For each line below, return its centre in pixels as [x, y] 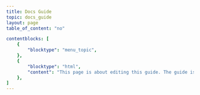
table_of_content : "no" [36, 28]
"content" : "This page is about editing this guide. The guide [107, 72]
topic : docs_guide [29, 17]
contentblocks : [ [28, 39]
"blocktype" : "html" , [54, 66]
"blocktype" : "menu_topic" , [62, 50]
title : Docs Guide [29, 12]
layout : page [22, 23]
